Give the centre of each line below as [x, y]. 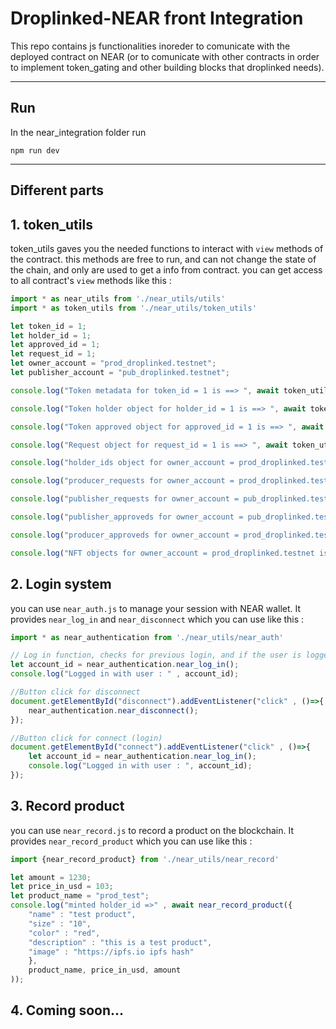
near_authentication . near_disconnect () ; [113, 710]
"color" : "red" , [64, 933]
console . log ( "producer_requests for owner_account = [122, 481]
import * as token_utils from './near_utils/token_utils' [133, 308]
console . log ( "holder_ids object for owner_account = [122, 463]
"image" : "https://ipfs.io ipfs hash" [111, 952]
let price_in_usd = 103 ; [62, 887]
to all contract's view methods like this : [91, 280]
